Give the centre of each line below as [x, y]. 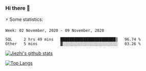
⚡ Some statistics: [24, 19]
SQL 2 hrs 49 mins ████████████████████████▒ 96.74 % [73, 40]
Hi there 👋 [18, 8]
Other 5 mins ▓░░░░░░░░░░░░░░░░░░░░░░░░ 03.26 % [73, 44]
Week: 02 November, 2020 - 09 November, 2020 [55, 31]
